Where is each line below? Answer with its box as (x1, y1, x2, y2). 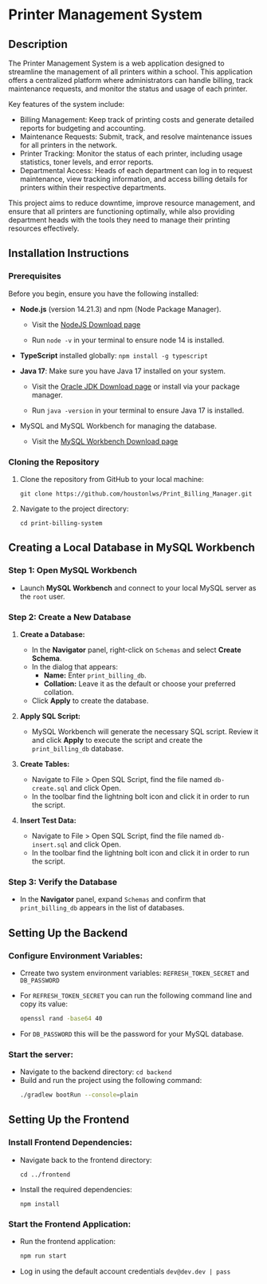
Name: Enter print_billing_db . (43, 670, 147, 680)
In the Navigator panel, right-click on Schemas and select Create (31, 645, 241, 654)
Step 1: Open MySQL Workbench (8, 565, 138, 576)
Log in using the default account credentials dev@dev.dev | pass (19, 1266, 231, 1276)
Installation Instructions (8, 247, 130, 260)
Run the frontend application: (19, 1236, 116, 1246)
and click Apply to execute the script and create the (31, 735, 203, 745)
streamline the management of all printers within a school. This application (8, 67, 253, 77)
